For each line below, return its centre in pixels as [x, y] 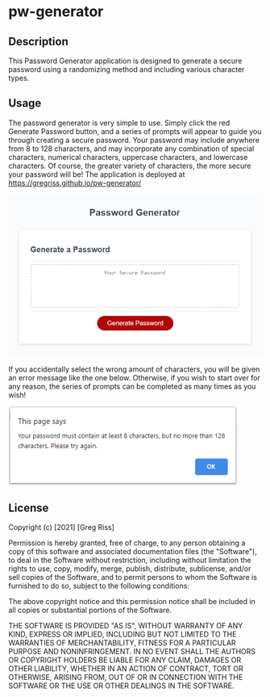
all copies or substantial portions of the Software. [90, 610]
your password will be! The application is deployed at [97, 174]
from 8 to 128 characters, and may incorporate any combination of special [131, 149]
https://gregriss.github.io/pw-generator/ [75, 183]
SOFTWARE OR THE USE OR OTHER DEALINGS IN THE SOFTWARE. [121, 686]
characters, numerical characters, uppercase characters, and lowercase [128, 157]
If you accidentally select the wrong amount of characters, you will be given [134, 369]
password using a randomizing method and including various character [127, 69]
